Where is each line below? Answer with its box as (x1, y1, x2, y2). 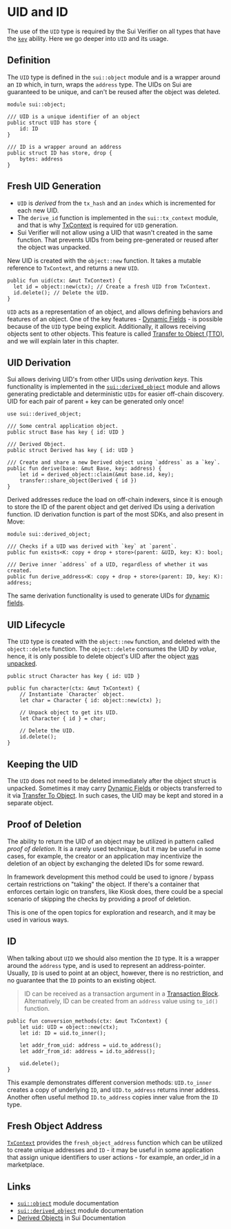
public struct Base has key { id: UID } (7, 429, 125, 436)
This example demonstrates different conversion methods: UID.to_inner (7, 1078, 212, 1086)
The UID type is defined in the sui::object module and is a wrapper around (7, 73, 221, 81)
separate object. (7, 799, 54, 807)
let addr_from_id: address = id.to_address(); (19, 1048, 156, 1055)
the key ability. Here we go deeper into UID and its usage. (7, 34, 169, 42)
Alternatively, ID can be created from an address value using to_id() (23, 996, 219, 1005)
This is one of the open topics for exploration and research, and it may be (7, 908, 216, 916)
